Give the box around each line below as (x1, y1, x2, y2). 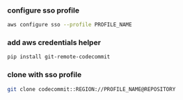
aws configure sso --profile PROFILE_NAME (7, 22, 132, 28)
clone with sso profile (7, 70, 82, 80)
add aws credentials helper (7, 37, 101, 47)
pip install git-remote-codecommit (7, 53, 111, 60)
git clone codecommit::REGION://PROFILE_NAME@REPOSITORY (7, 85, 176, 92)
